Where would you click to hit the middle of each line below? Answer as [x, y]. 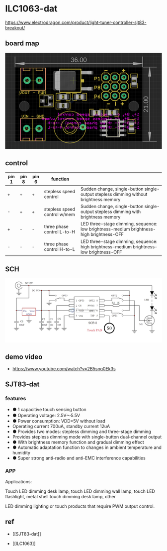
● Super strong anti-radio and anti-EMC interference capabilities [79, 458]
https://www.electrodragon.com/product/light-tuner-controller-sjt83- [76, 22]
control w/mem [60, 214]
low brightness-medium [105, 229]
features [16, 399]
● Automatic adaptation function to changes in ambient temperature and [87, 447]
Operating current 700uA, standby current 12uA [61, 426]
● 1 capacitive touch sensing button [49, 409]
